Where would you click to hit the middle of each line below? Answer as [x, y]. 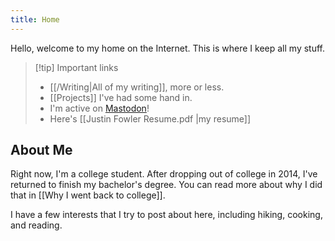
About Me [41, 150]
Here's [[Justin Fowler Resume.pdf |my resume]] [150, 118]
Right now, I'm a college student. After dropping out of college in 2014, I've [164, 174]
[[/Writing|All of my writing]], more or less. [137, 87]
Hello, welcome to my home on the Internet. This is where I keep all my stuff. [168, 48]
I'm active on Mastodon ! [99, 108]
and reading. [36, 225]
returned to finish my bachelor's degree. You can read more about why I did [166, 185]
